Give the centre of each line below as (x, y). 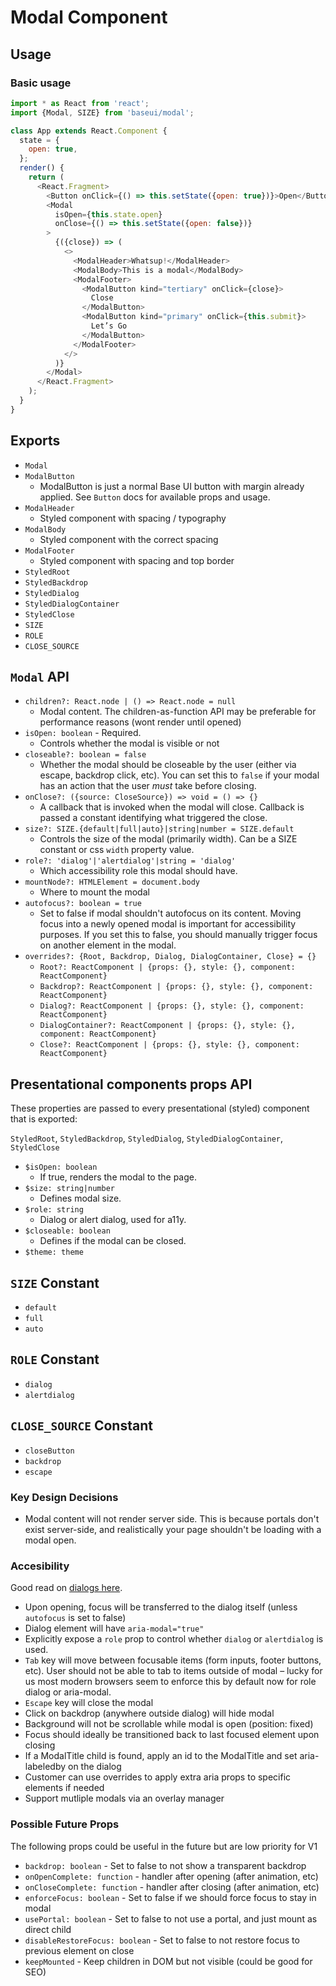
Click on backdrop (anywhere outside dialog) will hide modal (149, 1713)
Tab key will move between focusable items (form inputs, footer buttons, (173, 1660)
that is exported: (44, 1119)
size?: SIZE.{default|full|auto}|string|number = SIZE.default (159, 829)
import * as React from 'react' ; (80, 103)
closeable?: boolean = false (85, 755)
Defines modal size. (80, 1198)
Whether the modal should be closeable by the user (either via (168, 765)
